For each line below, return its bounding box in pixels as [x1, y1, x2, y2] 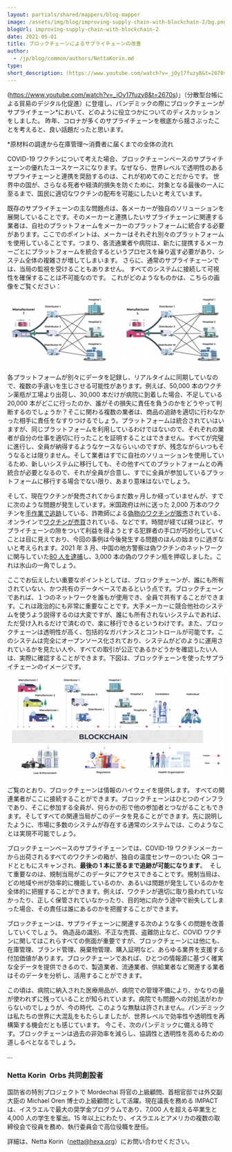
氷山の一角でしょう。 [19, 561, 80, 569]
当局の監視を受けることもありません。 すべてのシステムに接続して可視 [19, 264, 220, 273]
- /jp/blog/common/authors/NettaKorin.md [13, 55, 135, 62]
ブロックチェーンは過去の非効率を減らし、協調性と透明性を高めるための [18, 1029, 224, 1038]
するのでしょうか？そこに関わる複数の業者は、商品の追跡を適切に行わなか [12, 408, 225, 416]
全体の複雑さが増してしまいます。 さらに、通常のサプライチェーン [25, 256, 213, 264]
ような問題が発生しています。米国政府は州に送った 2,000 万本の [25, 500, 209, 509]
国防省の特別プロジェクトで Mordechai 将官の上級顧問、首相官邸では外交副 [7, 1088, 223, 1096]
